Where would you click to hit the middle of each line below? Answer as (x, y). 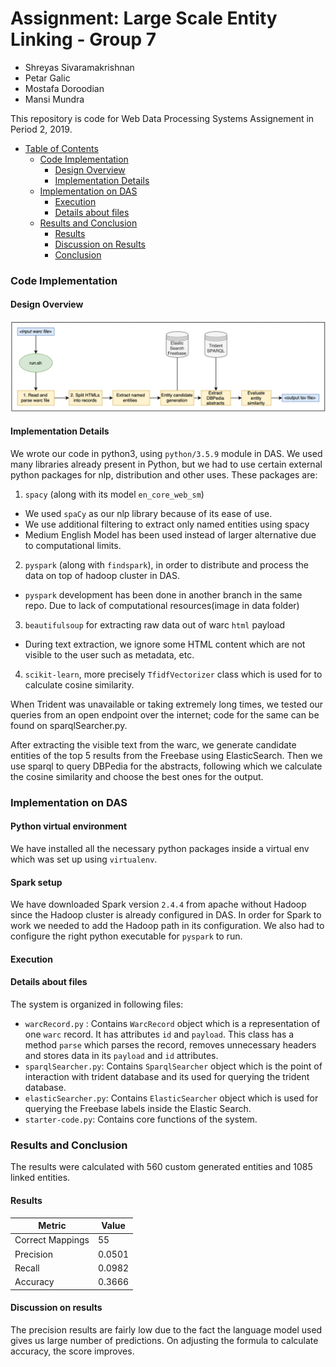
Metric (52, 1226)
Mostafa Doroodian (64, 88)
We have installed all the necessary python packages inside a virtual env (160, 849)
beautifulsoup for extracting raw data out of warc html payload (155, 624)
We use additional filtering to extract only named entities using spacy (167, 524)
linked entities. (40, 1178)
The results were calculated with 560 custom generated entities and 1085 (161, 1167)
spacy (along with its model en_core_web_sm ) (114, 494)
